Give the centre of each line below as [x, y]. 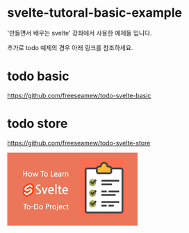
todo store [38, 124]
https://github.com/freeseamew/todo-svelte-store [79, 143]
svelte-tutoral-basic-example [95, 13]
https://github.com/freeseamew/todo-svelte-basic [79, 95]
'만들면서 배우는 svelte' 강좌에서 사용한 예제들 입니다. [80, 33]
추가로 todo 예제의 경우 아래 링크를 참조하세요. [70, 47]
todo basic [38, 76]
